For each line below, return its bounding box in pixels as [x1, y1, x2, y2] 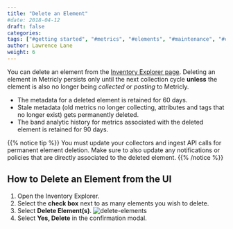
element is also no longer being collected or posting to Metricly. [7, 82, 189, 91]
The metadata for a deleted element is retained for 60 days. [17, 95, 188, 104]
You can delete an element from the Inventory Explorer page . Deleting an [7, 67, 216, 76]
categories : [7, 29, 42, 37]
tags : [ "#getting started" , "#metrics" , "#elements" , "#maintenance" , [7, 36, 216, 43]
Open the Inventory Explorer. [17, 192, 100, 200]
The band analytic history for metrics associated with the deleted [17, 118, 204, 126]
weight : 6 [7, 49, 36, 56]
